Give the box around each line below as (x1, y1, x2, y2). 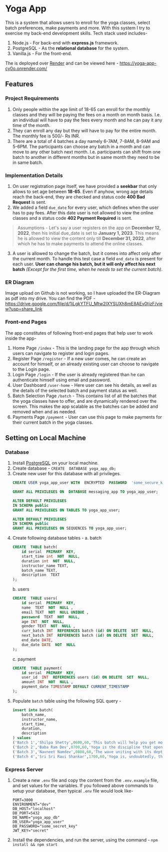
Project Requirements (5, 95, 59, 102)
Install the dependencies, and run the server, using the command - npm (12, 837, 158, 843)
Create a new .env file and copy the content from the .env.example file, (12, 777, 158, 783)
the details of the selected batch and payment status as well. (12, 387, 138, 393)
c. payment (12, 656, 36, 662)
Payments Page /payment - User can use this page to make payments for (12, 414, 162, 420)
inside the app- (5, 335, 36, 341)
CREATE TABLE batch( (12, 545, 57, 550)
